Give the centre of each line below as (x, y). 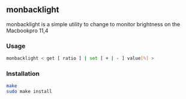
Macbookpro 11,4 (27, 30)
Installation (23, 73)
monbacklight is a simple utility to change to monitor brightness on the (93, 24)
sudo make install (29, 92)
